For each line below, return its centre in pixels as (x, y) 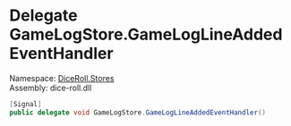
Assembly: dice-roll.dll (51, 88)
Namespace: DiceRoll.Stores (62, 78)
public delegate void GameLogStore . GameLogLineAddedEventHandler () (138, 113)
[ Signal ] (26, 104)
